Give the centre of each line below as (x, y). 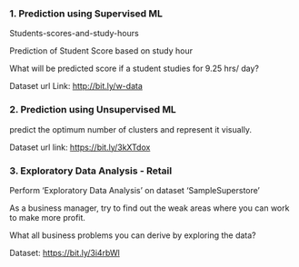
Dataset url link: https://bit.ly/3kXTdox (80, 147)
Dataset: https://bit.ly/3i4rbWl (65, 252)
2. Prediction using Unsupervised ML (93, 110)
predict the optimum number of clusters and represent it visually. (131, 129)
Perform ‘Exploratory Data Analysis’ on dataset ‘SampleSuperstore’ (135, 190)
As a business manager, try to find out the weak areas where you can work (149, 208)
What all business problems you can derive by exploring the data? (133, 235)
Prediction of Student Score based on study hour (101, 51)
